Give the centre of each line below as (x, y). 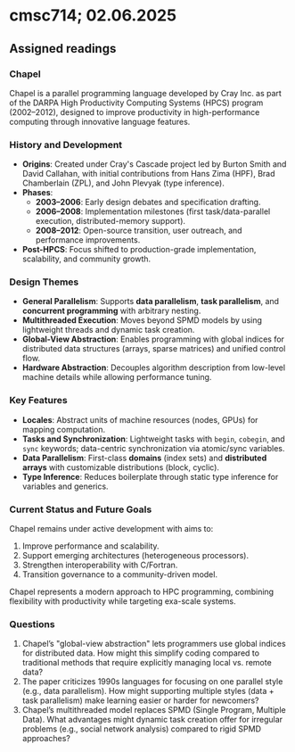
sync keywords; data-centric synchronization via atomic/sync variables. (153, 448)
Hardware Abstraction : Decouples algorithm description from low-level (154, 368)
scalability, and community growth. (86, 259)
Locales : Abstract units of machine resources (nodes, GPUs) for (140, 419)
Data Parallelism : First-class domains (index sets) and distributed (144, 458)
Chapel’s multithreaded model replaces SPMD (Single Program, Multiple (154, 710)
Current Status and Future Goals (81, 509)
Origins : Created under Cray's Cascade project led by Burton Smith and (154, 164)
